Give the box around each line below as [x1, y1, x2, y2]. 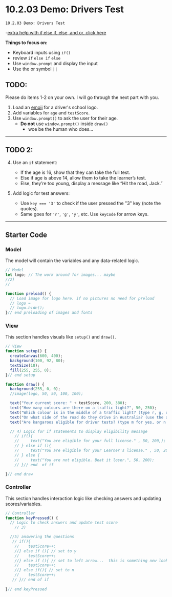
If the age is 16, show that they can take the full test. [20, 169, 131, 175]
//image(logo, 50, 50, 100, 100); [10, 391, 83, 396]
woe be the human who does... [28, 126, 94, 132]
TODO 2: [5, 146, 33, 154]
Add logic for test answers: [12, 190, 70, 196]
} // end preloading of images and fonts [5, 310, 93, 315]
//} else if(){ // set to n [14, 568, 74, 573]
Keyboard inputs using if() [12, 49, 71, 55]
